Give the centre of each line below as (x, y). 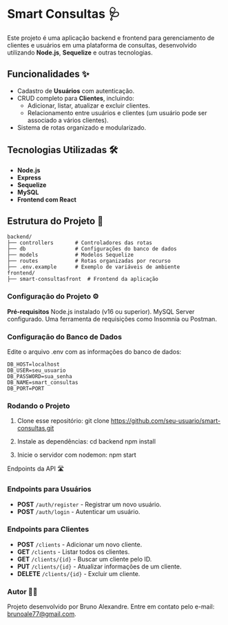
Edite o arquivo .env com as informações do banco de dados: (94, 351)
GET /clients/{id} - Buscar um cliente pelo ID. (84, 559)
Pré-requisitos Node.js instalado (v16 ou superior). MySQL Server (101, 311)
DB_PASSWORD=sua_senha (40, 376)
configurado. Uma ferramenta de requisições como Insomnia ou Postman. (112, 319)
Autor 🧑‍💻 (22, 591)
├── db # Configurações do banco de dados (92, 249)
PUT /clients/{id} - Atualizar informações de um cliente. (99, 566)
